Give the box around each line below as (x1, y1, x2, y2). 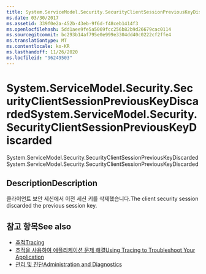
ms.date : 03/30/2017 (6, 15, 59, 21)
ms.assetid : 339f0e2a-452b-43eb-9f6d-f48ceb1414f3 (6, 20, 139, 26)
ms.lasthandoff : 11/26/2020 (6, 49, 78, 55)
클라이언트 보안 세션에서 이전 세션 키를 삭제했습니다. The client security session (6, 195, 199, 203)
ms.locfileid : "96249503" (6, 55, 72, 61)
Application (15, 253, 45, 261)
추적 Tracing (15, 239, 45, 246)
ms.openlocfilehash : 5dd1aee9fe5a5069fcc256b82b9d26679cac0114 (6, 26, 172, 33)
